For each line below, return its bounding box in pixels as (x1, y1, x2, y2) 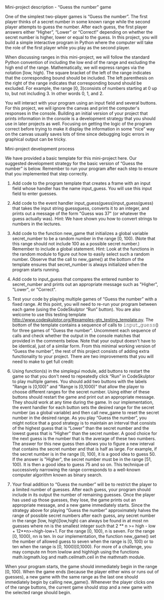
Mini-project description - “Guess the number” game (5, 4, 111, 10)
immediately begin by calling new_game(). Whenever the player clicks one (5, 579, 155, 585)
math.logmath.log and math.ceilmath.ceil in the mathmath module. (12, 554, 145, 560)
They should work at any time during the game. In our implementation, (12, 399, 154, 405)
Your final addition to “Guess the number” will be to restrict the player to (12, 481, 157, 487)
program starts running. (12, 267, 60, 273)
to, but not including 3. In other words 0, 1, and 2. (5, 90, 104, 96)
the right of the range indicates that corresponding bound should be (5, 80, 142, 86)
